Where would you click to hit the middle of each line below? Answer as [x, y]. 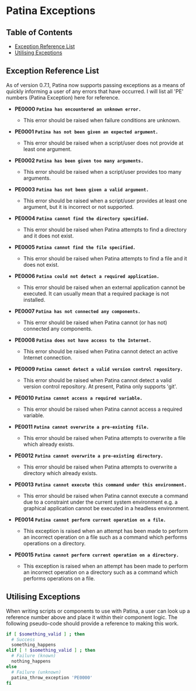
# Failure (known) [34, 656]
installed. [34, 300]
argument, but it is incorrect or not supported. [78, 207]
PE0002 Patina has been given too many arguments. [79, 160]
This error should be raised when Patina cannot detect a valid [97, 380]
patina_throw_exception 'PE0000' [52, 678]
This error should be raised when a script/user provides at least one [105, 201]
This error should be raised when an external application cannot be [104, 287]
